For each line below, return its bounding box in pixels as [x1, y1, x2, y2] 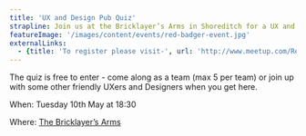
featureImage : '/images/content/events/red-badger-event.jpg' [9, 30, 250, 39]
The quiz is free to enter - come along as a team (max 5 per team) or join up [9, 72, 294, 83]
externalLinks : [9, 38, 67, 48]
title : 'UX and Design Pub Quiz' [9, 13, 137, 23]
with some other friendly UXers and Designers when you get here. [9, 82, 258, 92]
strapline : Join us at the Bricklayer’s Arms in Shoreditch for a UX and [9, 22, 296, 31]
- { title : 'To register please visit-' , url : [17, 47, 194, 56]
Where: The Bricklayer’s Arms [9, 117, 121, 128]
